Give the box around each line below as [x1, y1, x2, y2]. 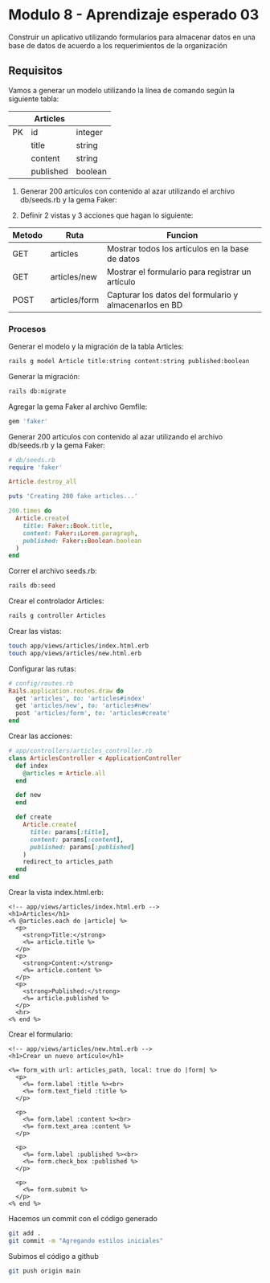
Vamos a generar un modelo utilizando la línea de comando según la [8, 85, 235, 95]
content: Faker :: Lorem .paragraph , [22, 529, 138, 537]
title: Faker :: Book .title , [22, 521, 113, 529]
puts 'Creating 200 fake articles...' [8, 492, 138, 501]
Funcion [166, 229, 198, 240]
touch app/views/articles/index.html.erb [8, 642, 149, 650]
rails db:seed [8, 582, 56, 590]
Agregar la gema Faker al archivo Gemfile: [8, 402, 148, 411]
